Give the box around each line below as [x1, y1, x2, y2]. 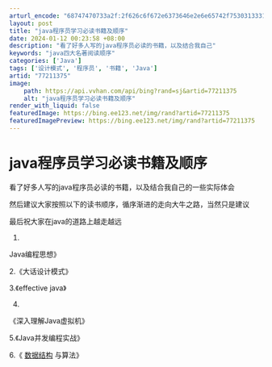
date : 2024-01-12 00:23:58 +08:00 [9, 34, 126, 43]
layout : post [9, 19, 53, 27]
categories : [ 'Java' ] [9, 57, 82, 65]
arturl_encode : [9, 11, 61, 20]
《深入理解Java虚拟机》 [9, 315, 90, 325]
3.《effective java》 [9, 283, 67, 293]
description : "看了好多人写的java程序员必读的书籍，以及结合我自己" [9, 42, 216, 50]
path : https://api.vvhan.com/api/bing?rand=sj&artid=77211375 [23, 86, 237, 95]
